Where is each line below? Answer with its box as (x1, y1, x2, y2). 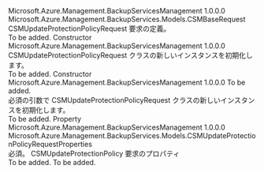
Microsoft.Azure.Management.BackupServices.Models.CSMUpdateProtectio (8, 131, 256, 140)
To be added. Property (8, 115, 81, 123)
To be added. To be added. (8, 158, 96, 167)
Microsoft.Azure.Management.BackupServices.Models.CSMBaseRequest (8, 14, 246, 24)
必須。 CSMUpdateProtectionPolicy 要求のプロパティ (8, 149, 180, 158)
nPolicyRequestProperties (8, 140, 93, 149)
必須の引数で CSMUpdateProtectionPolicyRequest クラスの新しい (8, 96, 221, 104)
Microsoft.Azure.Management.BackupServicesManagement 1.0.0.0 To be (8, 77, 246, 87)
